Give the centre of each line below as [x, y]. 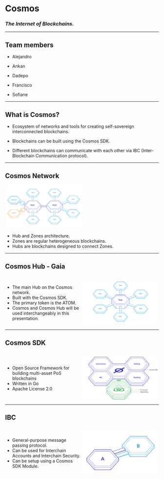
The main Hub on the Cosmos [42, 287]
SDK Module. [25, 466]
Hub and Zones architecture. [41, 236]
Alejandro [22, 57]
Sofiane [20, 95]
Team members [29, 45]
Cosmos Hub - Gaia [35, 266]
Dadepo [20, 76]
